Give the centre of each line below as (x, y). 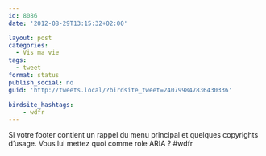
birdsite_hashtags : (41, 105)
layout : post (30, 38)
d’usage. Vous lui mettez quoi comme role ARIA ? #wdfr (101, 144)
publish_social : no (41, 82)
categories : (28, 45)
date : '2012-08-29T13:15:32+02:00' (68, 23)
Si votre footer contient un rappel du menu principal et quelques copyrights (133, 135)
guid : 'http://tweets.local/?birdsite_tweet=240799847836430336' (120, 90)
